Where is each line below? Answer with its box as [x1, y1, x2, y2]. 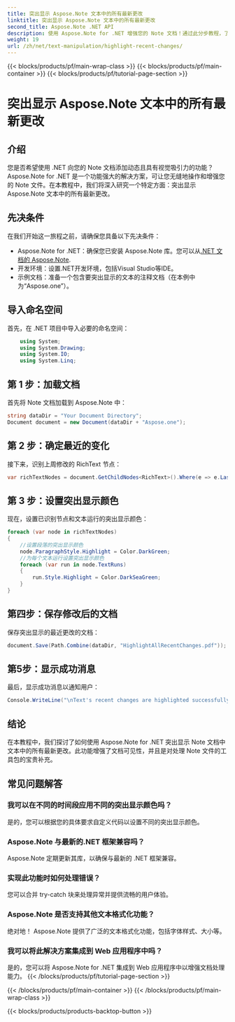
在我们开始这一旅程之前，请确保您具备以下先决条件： [7, 231, 161, 240]
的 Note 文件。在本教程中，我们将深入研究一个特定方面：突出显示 [7, 181, 197, 189]
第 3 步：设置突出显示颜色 [7, 494, 119, 507]
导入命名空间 [7, 304, 63, 316]
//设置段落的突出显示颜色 [20, 541, 84, 549]
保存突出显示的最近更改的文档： [7, 628, 99, 636]
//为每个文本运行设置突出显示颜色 [20, 554, 105, 561]
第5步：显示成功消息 [7, 663, 97, 675]
